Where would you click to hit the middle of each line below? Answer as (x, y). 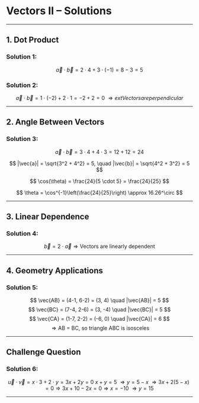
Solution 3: (22, 139)
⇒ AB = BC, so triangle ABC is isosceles (100, 328)
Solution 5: (22, 287)
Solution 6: (22, 369)
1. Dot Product (33, 40)
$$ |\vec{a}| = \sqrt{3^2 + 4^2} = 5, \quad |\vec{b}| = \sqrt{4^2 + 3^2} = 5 (99, 163)
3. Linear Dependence (48, 217)
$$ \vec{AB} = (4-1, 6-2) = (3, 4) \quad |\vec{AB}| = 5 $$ (99, 300)
